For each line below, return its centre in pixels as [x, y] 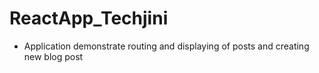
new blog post [53, 56]
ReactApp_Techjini [89, 18]
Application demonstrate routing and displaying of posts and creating [166, 46]
